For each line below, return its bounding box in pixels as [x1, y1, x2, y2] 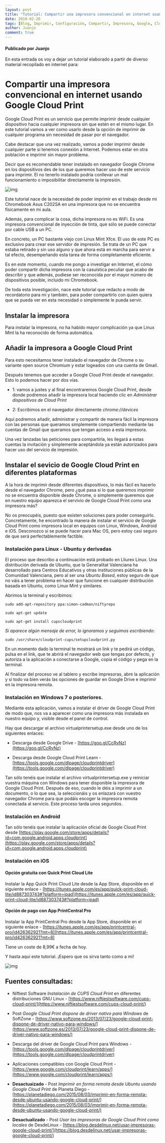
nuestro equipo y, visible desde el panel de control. [5, 715, 109, 722]
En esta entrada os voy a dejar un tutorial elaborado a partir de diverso [5, 56, 148, 62]
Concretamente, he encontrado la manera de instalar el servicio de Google [5, 517, 156, 523]
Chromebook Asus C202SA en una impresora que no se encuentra [5, 202, 140, 207]
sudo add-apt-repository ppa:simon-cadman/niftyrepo [5, 602, 115, 606]
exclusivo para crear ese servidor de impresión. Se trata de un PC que [5, 241, 147, 247]
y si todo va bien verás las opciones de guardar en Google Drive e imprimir [5, 676, 156, 682]
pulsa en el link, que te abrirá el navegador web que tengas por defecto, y [5, 651, 155, 657]
